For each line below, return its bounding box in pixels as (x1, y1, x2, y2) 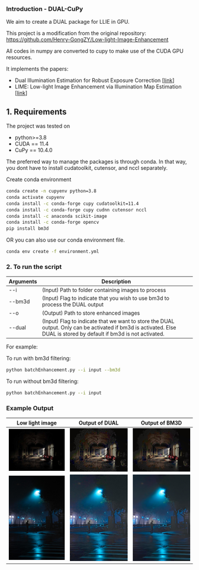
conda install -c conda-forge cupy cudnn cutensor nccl (6, 207, 147, 213)
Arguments (8, 278, 37, 285)
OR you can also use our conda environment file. (6, 236, 126, 243)
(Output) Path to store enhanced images (42, 309, 140, 316)
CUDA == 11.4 (14, 140, 49, 147)
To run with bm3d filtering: (6, 355, 71, 362)
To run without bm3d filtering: (6, 378, 79, 385)
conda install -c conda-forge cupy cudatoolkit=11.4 (6, 201, 139, 207)
